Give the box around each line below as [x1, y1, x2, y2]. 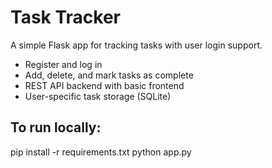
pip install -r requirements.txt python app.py [10, 146, 192, 158]
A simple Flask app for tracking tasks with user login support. [10, 39, 263, 51]
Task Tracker [10, 6, 121, 29]
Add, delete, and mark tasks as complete [24, 69, 194, 81]
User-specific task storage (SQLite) [24, 90, 172, 102]
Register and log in [24, 58, 103, 70]
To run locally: [10, 119, 102, 136]
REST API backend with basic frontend [24, 79, 185, 91]
